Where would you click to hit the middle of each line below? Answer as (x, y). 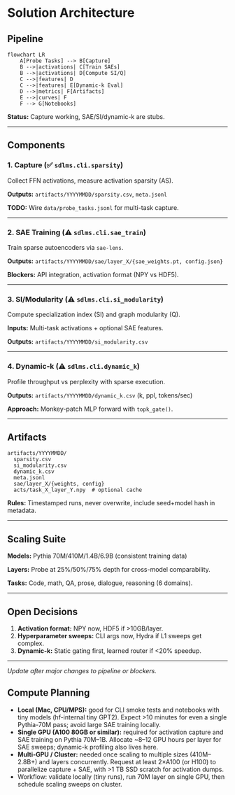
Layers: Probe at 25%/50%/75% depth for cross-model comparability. (109, 570)
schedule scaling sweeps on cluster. (70, 784)
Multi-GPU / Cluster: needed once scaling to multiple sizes (103, 754)
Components (36, 145)
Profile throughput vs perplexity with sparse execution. (86, 381)
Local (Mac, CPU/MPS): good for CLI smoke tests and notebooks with (119, 710)
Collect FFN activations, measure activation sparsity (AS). (90, 181)
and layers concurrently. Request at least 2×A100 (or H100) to (128, 761)
